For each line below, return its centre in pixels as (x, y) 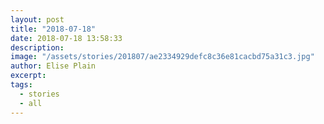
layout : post (37, 19)
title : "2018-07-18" (53, 29)
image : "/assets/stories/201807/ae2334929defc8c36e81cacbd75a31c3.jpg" (162, 57)
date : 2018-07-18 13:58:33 (66, 38)
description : (37, 47)
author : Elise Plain (53, 66)
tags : (21, 85)
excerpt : (28, 76)
